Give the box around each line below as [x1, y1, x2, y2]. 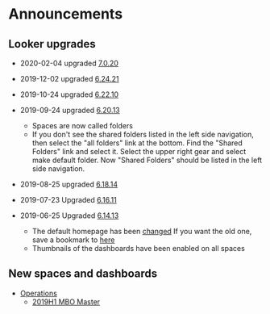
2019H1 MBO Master [31, 296, 101, 307]
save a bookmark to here [31, 235, 115, 245]
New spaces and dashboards [8, 267, 158, 281]
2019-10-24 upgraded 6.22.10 [19, 90, 119, 99]
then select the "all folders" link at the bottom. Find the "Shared [31, 138, 243, 148]
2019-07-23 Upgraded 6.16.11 [19, 195, 117, 204]
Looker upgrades [8, 37, 96, 51]
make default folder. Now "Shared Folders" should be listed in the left [31, 155, 263, 165]
